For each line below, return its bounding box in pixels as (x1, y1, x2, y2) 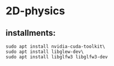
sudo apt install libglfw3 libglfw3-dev (5, 54, 109, 60)
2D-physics (5, 4, 65, 18)
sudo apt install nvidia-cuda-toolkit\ (5, 43, 106, 49)
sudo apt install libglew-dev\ (5, 49, 84, 55)
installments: (5, 28, 56, 38)
